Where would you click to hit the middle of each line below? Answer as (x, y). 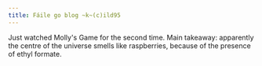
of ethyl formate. (35, 54)
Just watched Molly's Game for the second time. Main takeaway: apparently (131, 37)
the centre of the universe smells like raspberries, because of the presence (129, 45)
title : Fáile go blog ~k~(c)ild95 (65, 15)
